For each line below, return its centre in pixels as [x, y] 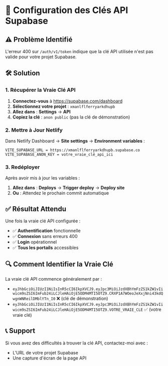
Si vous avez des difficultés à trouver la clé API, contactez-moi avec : [76, 343]
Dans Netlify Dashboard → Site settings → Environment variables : [75, 141]
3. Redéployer [23, 167]
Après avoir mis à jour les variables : [43, 178]
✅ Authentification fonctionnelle [47, 231]
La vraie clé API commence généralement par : [54, 279]
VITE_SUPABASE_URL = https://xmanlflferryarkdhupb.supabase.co [73, 150]
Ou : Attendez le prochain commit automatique [61, 193]
